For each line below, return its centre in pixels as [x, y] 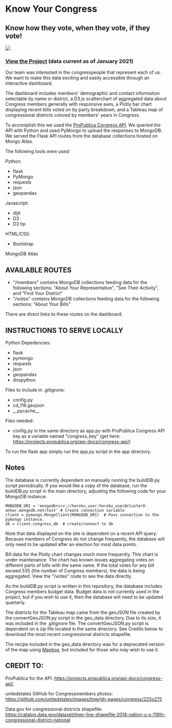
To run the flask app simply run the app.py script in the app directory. [78, 451]
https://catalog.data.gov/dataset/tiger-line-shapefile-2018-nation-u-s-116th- [85, 714]
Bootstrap [23, 244]
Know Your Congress [51, 9]
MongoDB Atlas [22, 254]
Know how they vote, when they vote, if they [78, 28]
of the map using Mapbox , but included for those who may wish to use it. [82, 649]
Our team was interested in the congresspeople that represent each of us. [83, 72]
